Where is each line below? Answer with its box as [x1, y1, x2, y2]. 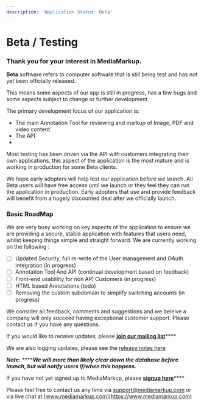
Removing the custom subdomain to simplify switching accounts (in [15, 289, 185, 296]
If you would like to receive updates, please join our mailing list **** [6, 332, 177, 340]
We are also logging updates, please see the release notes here [6, 344, 166, 351]
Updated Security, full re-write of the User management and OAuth [15, 255, 184, 262]
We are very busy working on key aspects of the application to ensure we [6, 224, 191, 231]
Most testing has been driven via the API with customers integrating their [6, 151, 189, 158]
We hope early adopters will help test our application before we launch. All [6, 175, 193, 183]
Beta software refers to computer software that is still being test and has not [6, 71, 198, 78]
